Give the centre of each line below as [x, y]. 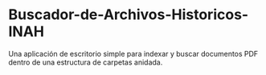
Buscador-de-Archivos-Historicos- [129, 15]
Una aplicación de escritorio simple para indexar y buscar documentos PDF [133, 53]
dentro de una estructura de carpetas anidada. [86, 62]
